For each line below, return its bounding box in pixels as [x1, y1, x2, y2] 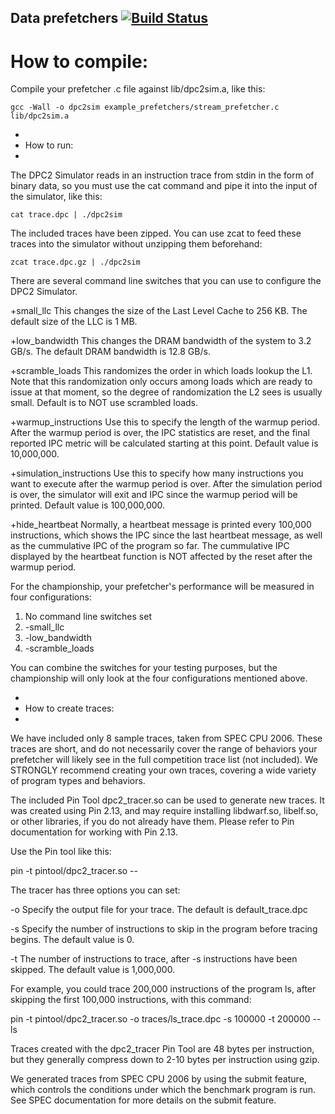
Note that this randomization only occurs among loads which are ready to [10, 376, 313, 388]
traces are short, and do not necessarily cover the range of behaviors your [10, 743, 318, 755]
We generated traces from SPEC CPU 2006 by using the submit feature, [10, 1073, 307, 1085]
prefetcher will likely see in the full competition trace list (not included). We [10, 754, 319, 766]
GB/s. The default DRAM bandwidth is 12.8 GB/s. [10, 346, 211, 358]
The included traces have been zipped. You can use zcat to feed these [10, 227, 302, 240]
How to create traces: [24, 702, 115, 715]
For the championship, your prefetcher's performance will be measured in [10, 581, 315, 593]
